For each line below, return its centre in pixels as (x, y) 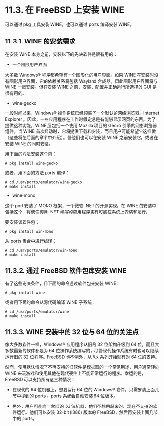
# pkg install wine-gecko (31, 163)
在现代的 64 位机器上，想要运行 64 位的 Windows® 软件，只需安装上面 (83, 390)
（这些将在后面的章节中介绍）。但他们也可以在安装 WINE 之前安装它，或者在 (82, 137)
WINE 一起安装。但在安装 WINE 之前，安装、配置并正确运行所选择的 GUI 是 (81, 87)
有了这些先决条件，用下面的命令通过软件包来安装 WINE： (63, 283)
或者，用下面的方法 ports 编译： (37, 173)
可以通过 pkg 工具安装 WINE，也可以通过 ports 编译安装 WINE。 (70, 24)
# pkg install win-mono (29, 231)
